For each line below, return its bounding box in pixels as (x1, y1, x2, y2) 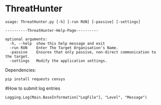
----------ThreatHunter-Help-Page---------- (5, 28, 99, 33)
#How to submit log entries (5, 85, 60, 91)
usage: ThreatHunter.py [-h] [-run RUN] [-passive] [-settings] (5, 19, 141, 24)
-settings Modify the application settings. (9, 58, 107, 63)
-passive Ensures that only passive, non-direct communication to (9, 50, 156, 54)
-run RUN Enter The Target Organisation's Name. (9, 45, 119, 50)
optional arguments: (5, 37, 48, 42)
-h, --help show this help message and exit (9, 41, 106, 46)
